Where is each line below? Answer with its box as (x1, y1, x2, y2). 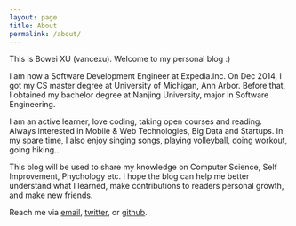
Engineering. (9, 99, 56, 110)
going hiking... (9, 144, 61, 155)
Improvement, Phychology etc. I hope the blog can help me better (9, 171, 250, 182)
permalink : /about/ (9, 29, 82, 38)
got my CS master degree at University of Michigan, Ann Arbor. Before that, (9, 81, 286, 91)
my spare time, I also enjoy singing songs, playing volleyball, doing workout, (9, 135, 288, 146)
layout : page (9, 12, 58, 22)
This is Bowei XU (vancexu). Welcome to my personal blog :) (9, 54, 231, 65)
